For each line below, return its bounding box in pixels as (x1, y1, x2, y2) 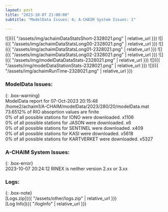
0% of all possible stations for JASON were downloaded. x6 (5, 120, 131, 126)
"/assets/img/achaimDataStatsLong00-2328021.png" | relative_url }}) (12, 41, 158, 47)
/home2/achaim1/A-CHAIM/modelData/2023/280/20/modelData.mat (5, 103, 149, 109)
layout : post (5, 7, 33, 13)
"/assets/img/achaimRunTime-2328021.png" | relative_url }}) (5, 68, 133, 74)
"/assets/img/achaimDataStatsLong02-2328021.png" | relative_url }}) (12, 52, 158, 58)
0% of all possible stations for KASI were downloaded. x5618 (5, 130, 134, 136)
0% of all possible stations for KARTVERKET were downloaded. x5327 (5, 136, 153, 142)
